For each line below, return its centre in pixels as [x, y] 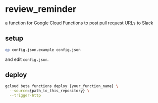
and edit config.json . [27, 59]
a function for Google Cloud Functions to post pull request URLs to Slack [79, 23]
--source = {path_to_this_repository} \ [50, 91]
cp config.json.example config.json [43, 50]
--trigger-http [25, 96]
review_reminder [41, 9]
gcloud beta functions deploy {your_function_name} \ [62, 86]
